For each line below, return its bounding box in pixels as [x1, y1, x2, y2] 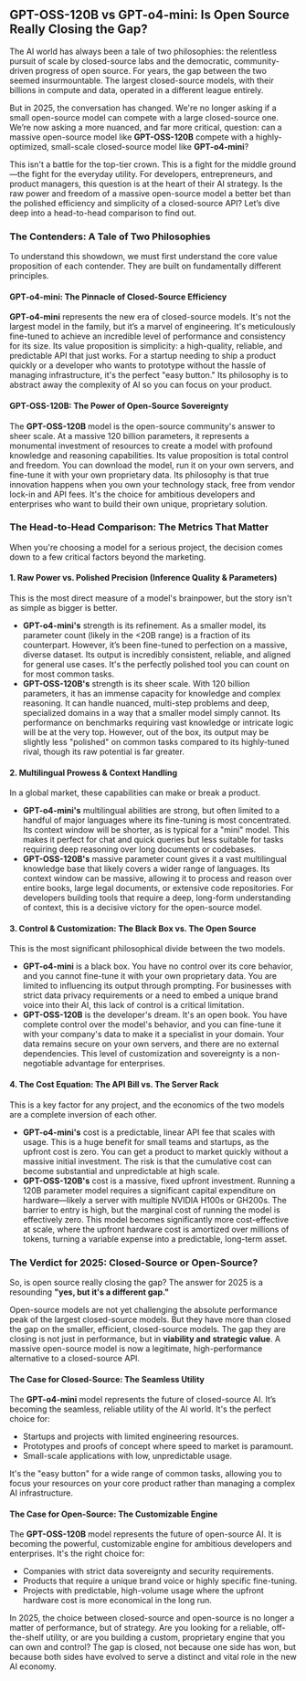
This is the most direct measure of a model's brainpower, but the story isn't [9, 593, 292, 604]
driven [9, 65, 34, 76]
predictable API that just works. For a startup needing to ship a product [9, 351, 277, 362]
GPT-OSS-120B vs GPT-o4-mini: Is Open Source [9, 7, 290, 23]
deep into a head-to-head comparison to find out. [9, 207, 196, 218]
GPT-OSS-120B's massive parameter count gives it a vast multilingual [22, 854, 288, 865]
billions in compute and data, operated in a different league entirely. [9, 84, 264, 95]
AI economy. [9, 1661, 57, 1672]
